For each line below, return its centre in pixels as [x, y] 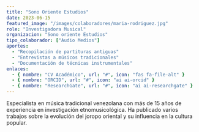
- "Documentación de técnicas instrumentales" [72, 63]
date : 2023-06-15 [28, 18]
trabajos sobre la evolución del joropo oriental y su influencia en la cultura [99, 116]
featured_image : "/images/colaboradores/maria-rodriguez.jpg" [87, 23]
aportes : [17, 46]
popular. [17, 123]
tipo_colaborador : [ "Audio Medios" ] [53, 40]
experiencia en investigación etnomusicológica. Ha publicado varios [92, 110]
